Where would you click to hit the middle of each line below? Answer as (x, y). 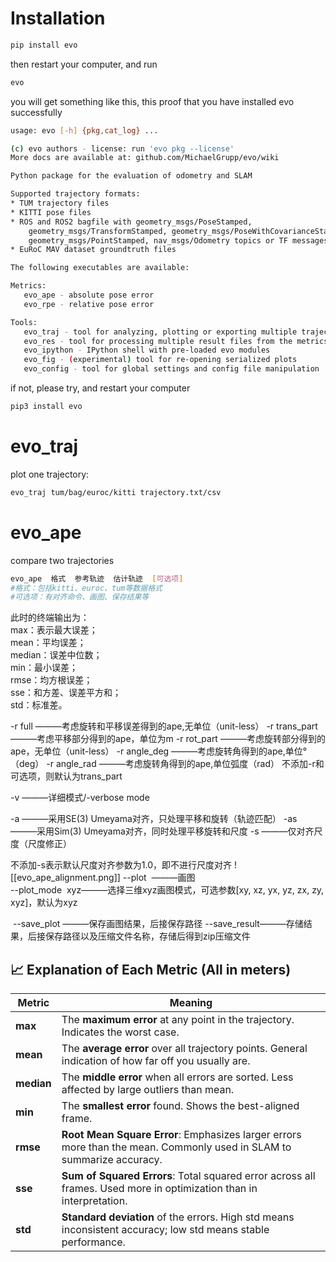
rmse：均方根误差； (51, 680)
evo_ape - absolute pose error (89, 295)
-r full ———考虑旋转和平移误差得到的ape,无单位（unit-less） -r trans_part (164, 726)
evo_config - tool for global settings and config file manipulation (171, 369)
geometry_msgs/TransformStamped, (98, 231)
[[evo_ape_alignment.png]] (65, 878)
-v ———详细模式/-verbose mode (80, 798)
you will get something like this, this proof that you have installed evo (152, 101)
